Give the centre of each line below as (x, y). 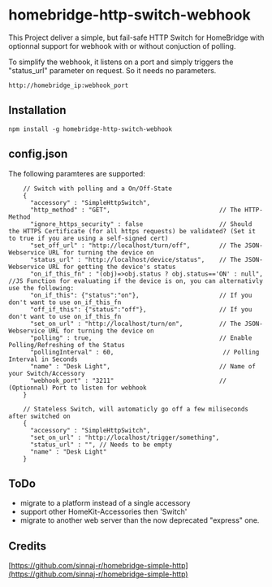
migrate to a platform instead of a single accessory (105, 503)
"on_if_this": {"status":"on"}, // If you (141, 295)
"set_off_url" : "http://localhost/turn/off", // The (136, 246)
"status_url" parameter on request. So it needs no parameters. (112, 70)
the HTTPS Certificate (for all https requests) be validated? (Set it (132, 231)
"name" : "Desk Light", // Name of (142, 366)
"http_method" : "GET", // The (136, 210)
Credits (28, 546)
